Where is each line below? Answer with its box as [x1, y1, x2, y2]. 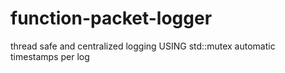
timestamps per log [10, 50, 90, 62]
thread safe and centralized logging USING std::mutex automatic [10, 40, 276, 52]
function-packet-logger [10, 7, 213, 30]
